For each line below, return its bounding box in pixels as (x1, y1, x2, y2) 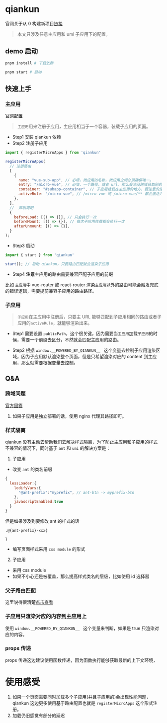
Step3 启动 (12, 242, 35, 248)
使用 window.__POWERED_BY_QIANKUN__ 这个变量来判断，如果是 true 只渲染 (5, 625, 155, 631)
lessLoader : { (9, 481, 37, 485)
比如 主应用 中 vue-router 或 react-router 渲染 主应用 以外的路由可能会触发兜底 (5, 282, 159, 288)
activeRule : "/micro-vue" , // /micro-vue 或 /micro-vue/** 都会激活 (18, 191, 160, 197)
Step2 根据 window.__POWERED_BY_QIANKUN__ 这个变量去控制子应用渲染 (12, 347, 157, 353)
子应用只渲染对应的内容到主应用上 (5, 613, 87, 620)
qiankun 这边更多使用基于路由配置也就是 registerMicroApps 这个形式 (12, 700, 153, 706)
